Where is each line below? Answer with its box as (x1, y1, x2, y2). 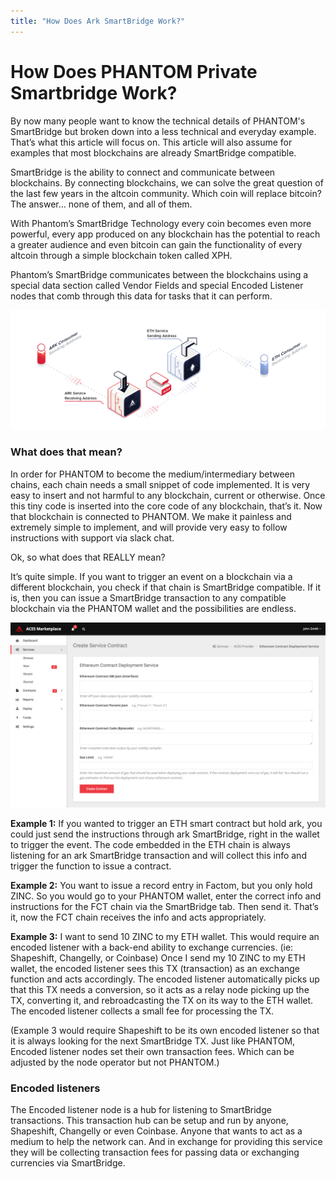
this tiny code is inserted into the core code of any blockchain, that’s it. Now (10, 500, 323, 512)
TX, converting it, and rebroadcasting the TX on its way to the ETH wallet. (10, 995, 314, 1007)
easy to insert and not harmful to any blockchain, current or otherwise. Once (10, 489, 326, 501)
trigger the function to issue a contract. (10, 860, 172, 872)
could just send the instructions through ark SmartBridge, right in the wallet (10, 828, 320, 840)
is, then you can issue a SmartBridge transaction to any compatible (10, 591, 287, 604)
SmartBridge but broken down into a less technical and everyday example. (10, 125, 317, 137)
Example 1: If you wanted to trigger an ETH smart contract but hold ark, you (10, 818, 323, 830)
